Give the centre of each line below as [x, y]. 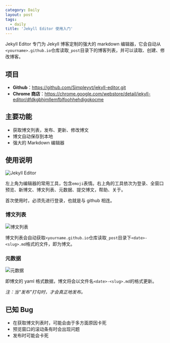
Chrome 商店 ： [29, 93]
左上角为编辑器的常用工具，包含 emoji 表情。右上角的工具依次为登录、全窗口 [84, 183]
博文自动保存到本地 [33, 136]
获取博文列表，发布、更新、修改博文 [51, 130]
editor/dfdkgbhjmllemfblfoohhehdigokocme [58, 99]
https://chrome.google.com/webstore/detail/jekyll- [98, 93]
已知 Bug [19, 310]
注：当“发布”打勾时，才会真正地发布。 [45, 292]
